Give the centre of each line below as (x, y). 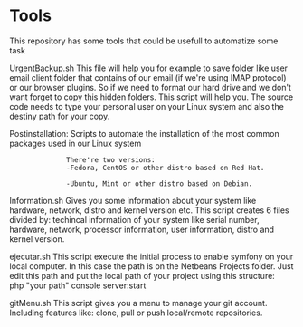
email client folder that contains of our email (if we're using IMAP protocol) (148, 77)
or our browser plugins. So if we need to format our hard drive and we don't (151, 87)
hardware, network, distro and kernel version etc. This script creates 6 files (149, 210)
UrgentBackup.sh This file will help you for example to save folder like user (148, 68)
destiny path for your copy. (60, 116)
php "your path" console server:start (78, 285)
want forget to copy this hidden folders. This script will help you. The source (151, 97)
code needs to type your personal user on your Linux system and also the (147, 106)
